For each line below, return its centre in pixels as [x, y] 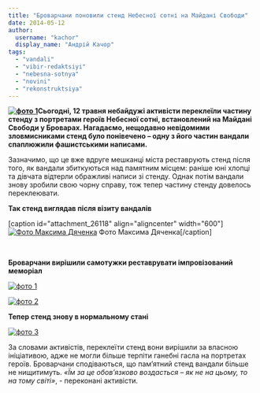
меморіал [25, 271]
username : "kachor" [47, 37]
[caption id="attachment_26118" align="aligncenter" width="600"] [116, 224]
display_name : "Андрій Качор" [65, 45]
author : [21, 30]
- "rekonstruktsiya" [49, 89]
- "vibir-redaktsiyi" [51, 67]
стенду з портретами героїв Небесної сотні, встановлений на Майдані [130, 120]
